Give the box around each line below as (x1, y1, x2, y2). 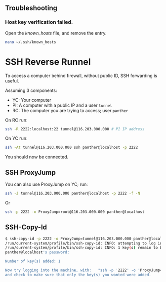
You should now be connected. (5, 154, 69, 160)
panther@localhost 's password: (5, 250, 70, 255)
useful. (5, 78, 19, 83)
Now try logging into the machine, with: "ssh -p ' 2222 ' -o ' (5, 268, 140, 273)
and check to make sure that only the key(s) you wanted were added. (5, 272, 152, 277)
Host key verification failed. (5, 19, 73, 26)
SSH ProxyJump (5, 168, 56, 177)
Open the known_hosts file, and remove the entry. (5, 30, 107, 36)
